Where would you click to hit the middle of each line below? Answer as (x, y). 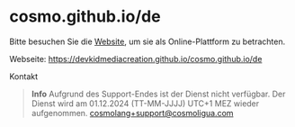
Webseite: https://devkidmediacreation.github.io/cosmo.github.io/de (136, 59)
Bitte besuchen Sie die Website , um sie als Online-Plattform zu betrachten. (147, 41)
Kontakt (24, 76)
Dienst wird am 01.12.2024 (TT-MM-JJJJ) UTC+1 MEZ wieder (145, 103)
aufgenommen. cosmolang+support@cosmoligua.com (132, 113)
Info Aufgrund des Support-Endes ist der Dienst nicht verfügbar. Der (158, 94)
